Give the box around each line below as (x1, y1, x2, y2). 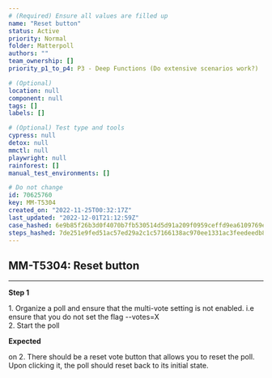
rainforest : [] (8, 161, 60, 170)
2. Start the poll (8, 321, 60, 330)
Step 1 (8, 288, 30, 298)
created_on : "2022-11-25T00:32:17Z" (8, 206, 132, 214)
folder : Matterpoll (8, 42, 74, 50)
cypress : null (8, 131, 57, 140)
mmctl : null (8, 147, 49, 155)
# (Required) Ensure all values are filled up (8, 11, 168, 20)
